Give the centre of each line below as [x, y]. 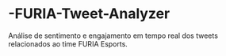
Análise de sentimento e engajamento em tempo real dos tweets [113, 35]
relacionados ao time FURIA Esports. [68, 43]
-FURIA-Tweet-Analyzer [89, 14]
